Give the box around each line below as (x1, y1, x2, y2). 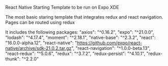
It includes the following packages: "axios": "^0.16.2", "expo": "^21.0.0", (5, 29, 154, 35)
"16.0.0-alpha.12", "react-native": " (5, 40, 77, 46)
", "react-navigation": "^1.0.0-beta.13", (71, 45, 151, 51)
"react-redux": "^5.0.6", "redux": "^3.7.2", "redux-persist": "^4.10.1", (5, 50, 146, 56)
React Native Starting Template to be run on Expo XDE (5, 5, 119, 10)
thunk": (5, 56, 21, 62)
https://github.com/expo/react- (77, 40, 143, 46)
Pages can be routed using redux (5, 20, 75, 25)
